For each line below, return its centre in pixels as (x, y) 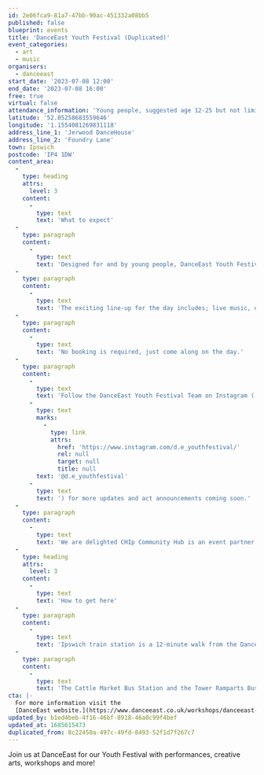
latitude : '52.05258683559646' (59, 118)
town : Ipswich (31, 147)
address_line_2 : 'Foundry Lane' (61, 140)
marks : (47, 418)
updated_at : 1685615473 (47, 725)
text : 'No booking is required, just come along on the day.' (140, 352)
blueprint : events (38, 30)
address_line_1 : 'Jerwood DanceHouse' (71, 132)
